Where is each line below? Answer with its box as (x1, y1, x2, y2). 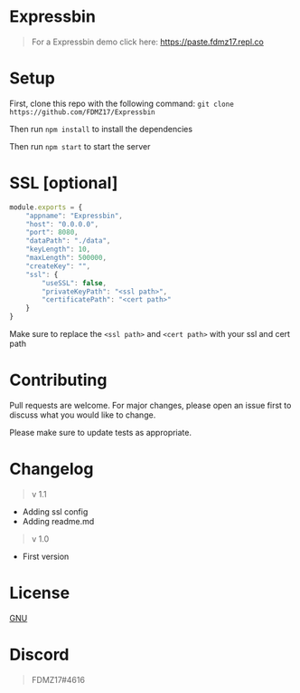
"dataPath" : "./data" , (25, 236, 111, 245)
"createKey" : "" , (25, 261, 91, 271)
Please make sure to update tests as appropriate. (9, 428, 192, 438)
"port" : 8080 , (25, 228, 79, 237)
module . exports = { (9, 202, 83, 212)
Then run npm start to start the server (9, 140, 151, 151)
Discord (9, 645, 70, 665)
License (9, 582, 70, 603)
